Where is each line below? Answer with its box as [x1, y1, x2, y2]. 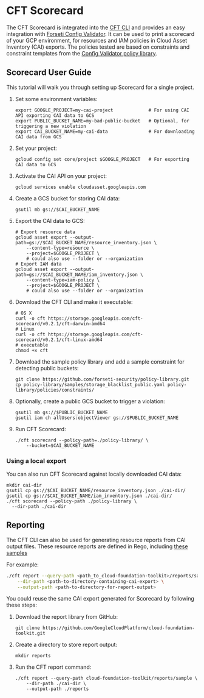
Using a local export [6, 456, 67, 465]
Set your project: [15, 144, 58, 152]
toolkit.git [15, 630, 46, 636]
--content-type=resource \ [26, 245, 95, 251]
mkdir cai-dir [6, 482, 42, 488]
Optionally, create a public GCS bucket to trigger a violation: [15, 397, 165, 405]
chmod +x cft [15, 347, 49, 353]
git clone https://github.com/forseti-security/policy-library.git [15, 376, 189, 382]
